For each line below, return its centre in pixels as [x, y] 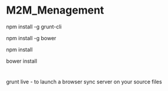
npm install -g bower [31, 38]
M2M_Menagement [55, 10]
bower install [22, 61]
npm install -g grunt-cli [34, 27]
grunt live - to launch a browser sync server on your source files [84, 82]
